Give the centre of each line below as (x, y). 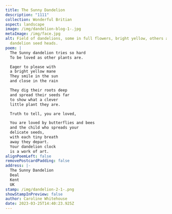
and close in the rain (34, 81)
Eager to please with (33, 67)
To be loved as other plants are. (47, 57)
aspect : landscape (25, 24)
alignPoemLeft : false (28, 156)
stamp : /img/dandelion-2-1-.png (40, 189)
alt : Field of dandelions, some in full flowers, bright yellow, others (84, 39)
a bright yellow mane (33, 72)
